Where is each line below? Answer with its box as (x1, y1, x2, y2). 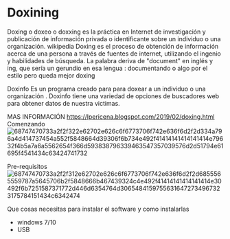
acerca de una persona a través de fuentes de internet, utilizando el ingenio (7, 49, 221, 58)
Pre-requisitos (7, 162, 48, 170)
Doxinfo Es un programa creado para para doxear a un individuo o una (7, 84, 206, 93)
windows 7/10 (16, 218, 56, 226)
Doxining (7, 5, 60, 21)
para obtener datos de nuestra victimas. (7, 99, 120, 107)
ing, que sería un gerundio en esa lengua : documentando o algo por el (7, 64, 208, 72)
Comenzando (7, 119, 46, 128)
